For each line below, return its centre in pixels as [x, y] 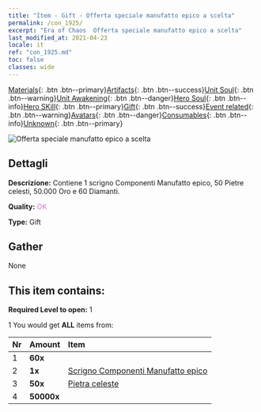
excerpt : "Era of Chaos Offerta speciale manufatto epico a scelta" [125, 30]
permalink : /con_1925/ [45, 23]
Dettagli [28, 164]
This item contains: [57, 290]
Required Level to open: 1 [50, 310]
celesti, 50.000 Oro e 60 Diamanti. [64, 191]
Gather [26, 246]
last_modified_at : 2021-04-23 [58, 38]
